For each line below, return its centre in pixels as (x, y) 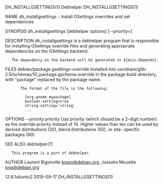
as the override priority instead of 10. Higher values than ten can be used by (82, 124)
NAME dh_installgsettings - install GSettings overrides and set (68, 16)
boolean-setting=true (47, 101)
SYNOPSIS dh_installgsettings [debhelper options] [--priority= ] (69, 31)
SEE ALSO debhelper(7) (29, 144)
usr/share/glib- (132, 69)
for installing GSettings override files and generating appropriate (70, 46)
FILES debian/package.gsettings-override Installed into (61, 69)
